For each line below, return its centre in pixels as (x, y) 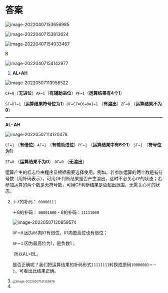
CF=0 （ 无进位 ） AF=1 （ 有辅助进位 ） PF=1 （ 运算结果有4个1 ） (65, 93)
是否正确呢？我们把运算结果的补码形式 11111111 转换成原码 (72, 264)
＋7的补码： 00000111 (34, 201)
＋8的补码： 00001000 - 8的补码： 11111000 (55, 212)
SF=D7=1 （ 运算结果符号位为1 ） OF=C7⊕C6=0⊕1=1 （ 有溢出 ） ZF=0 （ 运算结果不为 (83, 104)
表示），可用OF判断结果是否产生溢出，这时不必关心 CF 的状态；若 (97, 178)
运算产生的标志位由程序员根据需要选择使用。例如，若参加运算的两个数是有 (82, 172)
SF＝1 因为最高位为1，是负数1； (44, 243)
